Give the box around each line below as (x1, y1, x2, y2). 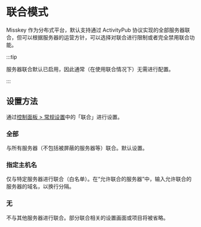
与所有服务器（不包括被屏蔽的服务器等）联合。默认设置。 (6, 145, 148, 152)
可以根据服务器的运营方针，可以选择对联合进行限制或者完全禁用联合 (22, 33, 190, 41)
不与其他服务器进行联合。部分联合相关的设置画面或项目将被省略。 (6, 214, 169, 221)
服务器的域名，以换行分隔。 (6, 183, 75, 190)
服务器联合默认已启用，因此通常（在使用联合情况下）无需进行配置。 (6, 65, 174, 72)
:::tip (6, 53, 17, 60)
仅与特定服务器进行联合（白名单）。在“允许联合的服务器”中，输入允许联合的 (6, 176, 192, 183)
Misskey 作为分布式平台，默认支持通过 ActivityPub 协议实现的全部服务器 (6, 26, 185, 33)
